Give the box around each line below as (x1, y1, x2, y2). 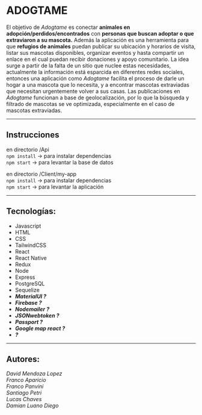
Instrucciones (6, 130, 60, 140)
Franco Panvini (6, 383, 44, 390)
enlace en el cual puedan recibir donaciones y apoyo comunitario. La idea (6, 55, 189, 63)
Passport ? (14, 318, 43, 325)
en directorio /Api (6, 146, 49, 153)
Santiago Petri (6, 389, 42, 396)
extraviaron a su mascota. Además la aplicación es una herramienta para (6, 36, 189, 43)
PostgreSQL (14, 279, 45, 287)
